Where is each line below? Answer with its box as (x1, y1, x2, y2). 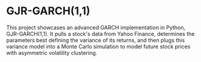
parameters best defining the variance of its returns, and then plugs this (6, 36, 185, 44)
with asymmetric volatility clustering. (6, 49, 98, 56)
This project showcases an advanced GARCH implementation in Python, (6, 24, 186, 31)
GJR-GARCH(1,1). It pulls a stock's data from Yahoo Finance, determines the (6, 30, 195, 37)
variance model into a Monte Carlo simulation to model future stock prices (6, 43, 191, 50)
